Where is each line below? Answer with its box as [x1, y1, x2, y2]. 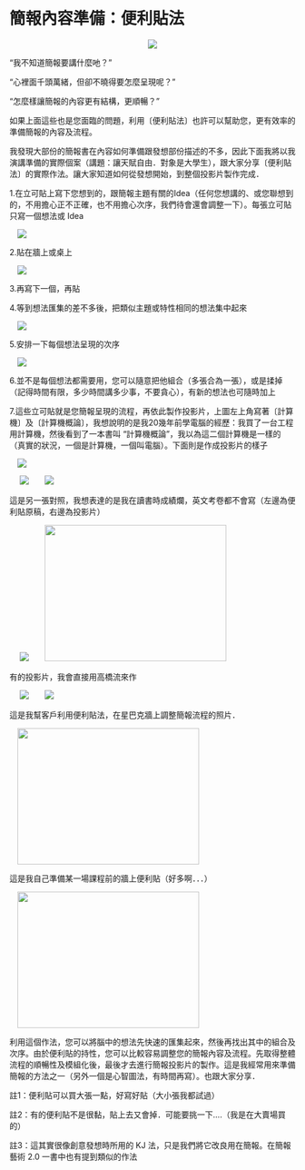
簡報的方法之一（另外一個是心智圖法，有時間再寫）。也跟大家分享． [9, 1070, 261, 1081]
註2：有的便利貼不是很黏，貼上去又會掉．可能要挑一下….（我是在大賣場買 [9, 1109, 286, 1120]
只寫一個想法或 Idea [9, 210, 84, 221]
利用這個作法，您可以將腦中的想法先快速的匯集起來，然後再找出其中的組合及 [9, 1036, 296, 1047]
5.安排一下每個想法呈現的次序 [9, 338, 120, 350]
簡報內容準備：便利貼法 [9, 8, 185, 29]
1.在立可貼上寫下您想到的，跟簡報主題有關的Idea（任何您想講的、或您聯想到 [9, 187, 294, 198]
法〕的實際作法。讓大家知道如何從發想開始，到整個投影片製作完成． [9, 168, 264, 179]
